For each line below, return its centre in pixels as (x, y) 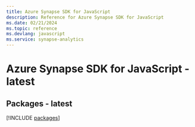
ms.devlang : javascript (36, 34)
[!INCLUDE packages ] (33, 118)
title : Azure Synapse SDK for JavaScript (58, 12)
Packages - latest (39, 103)
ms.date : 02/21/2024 (32, 23)
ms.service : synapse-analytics (45, 39)
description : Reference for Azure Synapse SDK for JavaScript (85, 17)
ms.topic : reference (32, 28)
